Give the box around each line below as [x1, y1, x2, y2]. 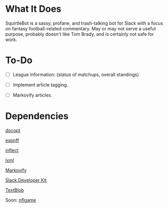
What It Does [5, 3, 61, 15]
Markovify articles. [12, 92, 52, 98]
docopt [5, 127, 20, 134]
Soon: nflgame [5, 197, 36, 203]
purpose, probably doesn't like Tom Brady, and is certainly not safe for [5, 31, 154, 37]
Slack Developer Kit [5, 177, 47, 183]
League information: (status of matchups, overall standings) [12, 71, 139, 78]
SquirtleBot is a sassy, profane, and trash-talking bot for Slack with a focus [5, 20, 163, 26]
